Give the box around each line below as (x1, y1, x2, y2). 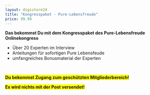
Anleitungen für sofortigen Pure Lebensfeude (12, 50, 105, 56)
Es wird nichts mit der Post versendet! (5, 84, 85, 90)
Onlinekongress (5, 35, 38, 41)
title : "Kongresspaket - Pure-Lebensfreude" (5, 12, 98, 17)
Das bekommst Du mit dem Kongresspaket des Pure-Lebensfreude (5, 30, 146, 36)
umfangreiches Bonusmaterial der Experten (12, 55, 101, 61)
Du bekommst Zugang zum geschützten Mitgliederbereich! (5, 75, 129, 81)
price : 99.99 (5, 16, 32, 21)
